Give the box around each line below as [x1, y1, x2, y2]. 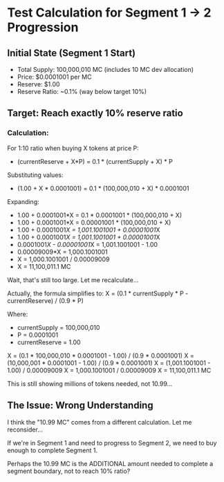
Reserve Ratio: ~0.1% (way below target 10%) [17, 88, 147, 95]
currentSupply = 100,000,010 [17, 323, 100, 331]
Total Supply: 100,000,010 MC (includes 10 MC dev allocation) [17, 66, 194, 73]
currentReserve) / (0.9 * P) [7, 296, 84, 305]
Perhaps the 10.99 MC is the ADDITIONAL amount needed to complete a [7, 459, 213, 467]
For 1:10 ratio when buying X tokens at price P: [7, 144, 140, 152]
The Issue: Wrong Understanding [7, 400, 153, 411]
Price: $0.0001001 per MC [17, 73, 92, 81]
